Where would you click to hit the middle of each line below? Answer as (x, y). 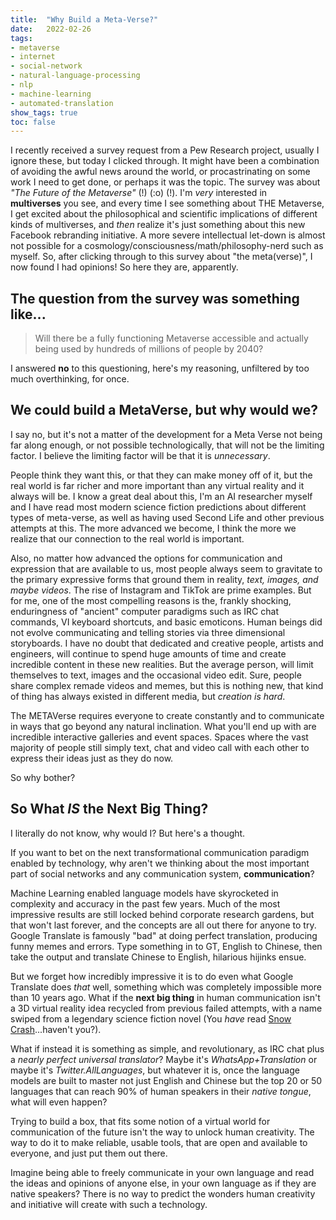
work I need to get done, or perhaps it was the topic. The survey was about (165, 182)
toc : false (33, 122)
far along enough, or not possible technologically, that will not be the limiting (167, 445)
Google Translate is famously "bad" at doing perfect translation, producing (164, 935)
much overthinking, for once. (70, 379)
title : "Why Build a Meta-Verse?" (84, 19)
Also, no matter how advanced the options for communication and (146, 558)
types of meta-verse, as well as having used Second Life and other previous (167, 517)
